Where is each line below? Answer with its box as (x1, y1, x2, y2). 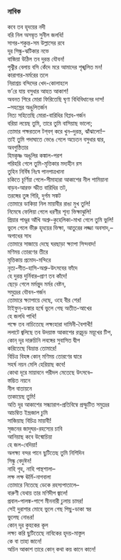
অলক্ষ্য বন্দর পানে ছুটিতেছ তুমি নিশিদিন (7, 449, 85, 457)
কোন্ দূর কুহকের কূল (7, 521, 48, 529)
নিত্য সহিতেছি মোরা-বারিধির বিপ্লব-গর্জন (7, 111, 86, 120)
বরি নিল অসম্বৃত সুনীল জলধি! (7, 31, 64, 39)
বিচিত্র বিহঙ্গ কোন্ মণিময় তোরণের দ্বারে (7, 352, 82, 361)
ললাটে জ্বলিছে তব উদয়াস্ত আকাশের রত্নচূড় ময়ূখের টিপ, (7, 328, 112, 336)
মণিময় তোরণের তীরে (7, 248, 48, 256)
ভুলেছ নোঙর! (7, 513, 34, 521)
